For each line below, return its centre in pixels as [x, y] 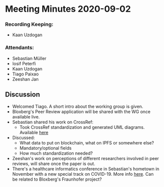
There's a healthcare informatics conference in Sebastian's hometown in [86, 169]
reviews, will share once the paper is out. [54, 164]
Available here [34, 132]
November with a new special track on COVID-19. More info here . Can [83, 174]
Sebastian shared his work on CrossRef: [53, 122]
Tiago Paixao [26, 74]
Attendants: [20, 47]
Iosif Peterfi [24, 63]
